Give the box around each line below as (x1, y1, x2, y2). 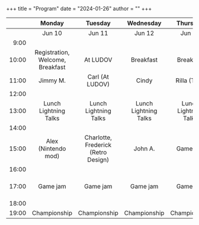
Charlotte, (84, 133, 113, 142)
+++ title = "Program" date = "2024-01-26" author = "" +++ (6, 5, 152, 12)
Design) (87, 156, 110, 163)
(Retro (89, 148, 107, 156)
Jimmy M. (38, 76, 66, 85)
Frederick (85, 141, 112, 149)
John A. (133, 144, 155, 153)
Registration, (34, 49, 70, 56)
